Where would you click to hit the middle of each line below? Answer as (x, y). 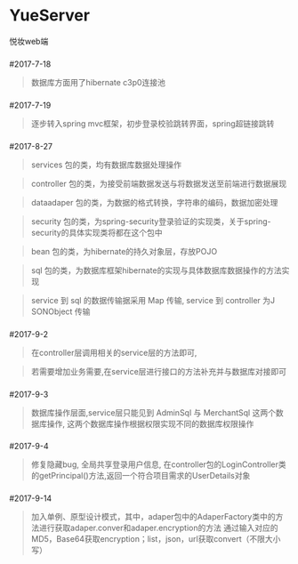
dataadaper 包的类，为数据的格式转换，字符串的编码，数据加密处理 (154, 202)
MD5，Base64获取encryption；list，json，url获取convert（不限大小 (156, 539)
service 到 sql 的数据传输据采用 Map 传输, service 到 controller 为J (153, 300)
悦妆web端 (29, 41)
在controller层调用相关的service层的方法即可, (114, 352)
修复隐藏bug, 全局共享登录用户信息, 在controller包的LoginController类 (158, 464)
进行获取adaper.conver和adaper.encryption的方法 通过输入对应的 (158, 528)
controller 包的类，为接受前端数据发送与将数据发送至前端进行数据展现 (159, 183)
